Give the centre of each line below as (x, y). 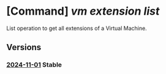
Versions (24, 47)
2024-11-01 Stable (34, 65)
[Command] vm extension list (83, 11)
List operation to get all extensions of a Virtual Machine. (77, 28)
